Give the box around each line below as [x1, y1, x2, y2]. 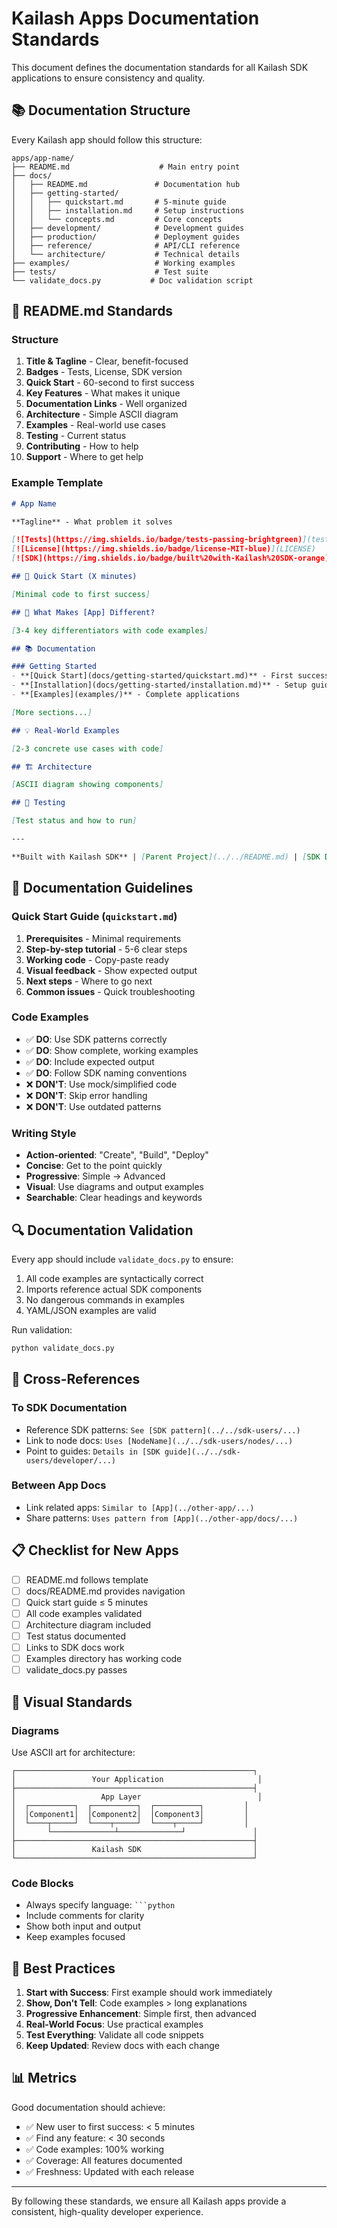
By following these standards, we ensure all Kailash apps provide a [11, 2195, 287, 2207]
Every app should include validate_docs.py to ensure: [11, 1253, 234, 1265]
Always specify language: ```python [25, 1899, 176, 1911]
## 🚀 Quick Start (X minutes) [11, 572, 138, 582]
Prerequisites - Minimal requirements [25, 932, 182, 944]
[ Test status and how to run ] [11, 816, 138, 826]
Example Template [11, 476, 104, 490]
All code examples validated [25, 1607, 143, 1619]
